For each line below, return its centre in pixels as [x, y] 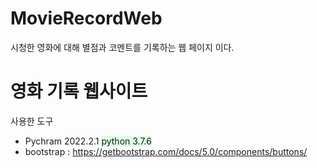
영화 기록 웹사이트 [79, 91]
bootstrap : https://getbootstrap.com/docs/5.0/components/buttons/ [166, 151]
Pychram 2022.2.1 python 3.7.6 [88, 141]
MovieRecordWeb [86, 18]
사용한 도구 [32, 121]
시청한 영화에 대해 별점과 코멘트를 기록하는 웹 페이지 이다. [122, 47]
